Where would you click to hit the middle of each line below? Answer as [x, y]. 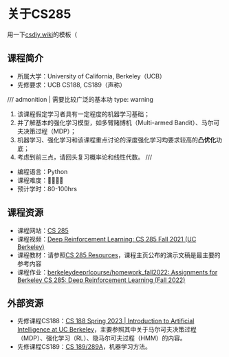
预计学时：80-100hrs [47, 188]
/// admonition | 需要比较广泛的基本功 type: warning [80, 99]
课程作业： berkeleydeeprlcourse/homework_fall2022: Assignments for [117, 272]
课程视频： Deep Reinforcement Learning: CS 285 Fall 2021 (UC [107, 239]
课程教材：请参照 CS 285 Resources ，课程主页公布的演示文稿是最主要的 [119, 255]
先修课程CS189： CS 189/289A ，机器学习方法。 [84, 347]
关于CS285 [39, 14]
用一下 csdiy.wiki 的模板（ [42, 34]
